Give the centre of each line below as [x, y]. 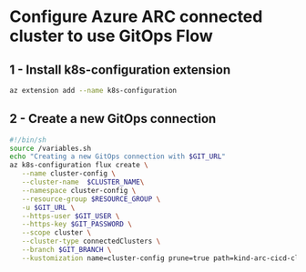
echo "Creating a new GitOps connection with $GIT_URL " [117, 156]
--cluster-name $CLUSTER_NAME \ [83, 182]
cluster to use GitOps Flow [112, 36]
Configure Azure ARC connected [136, 17]
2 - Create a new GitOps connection [113, 119]
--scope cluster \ [56, 233]
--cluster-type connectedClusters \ [91, 242]
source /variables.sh [51, 148]
